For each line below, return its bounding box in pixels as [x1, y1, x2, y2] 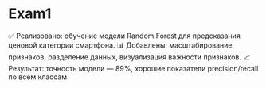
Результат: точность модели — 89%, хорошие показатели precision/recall [8, 63, 259, 73]
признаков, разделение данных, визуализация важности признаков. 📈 [8, 52, 251, 62]
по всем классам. [8, 72, 69, 82]
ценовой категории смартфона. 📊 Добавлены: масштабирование [8, 40, 233, 50]
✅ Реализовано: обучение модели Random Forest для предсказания [8, 31, 241, 40]
